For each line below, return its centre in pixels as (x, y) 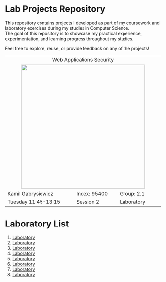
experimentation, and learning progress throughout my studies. (69, 39)
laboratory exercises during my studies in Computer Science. (67, 28)
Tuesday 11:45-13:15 (34, 202)
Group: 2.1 (132, 193)
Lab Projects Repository (55, 9)
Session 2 (88, 202)
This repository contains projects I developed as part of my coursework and (82, 23)
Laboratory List (37, 224)
